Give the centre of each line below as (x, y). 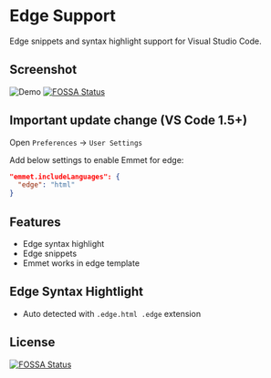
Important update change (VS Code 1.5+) (129, 121)
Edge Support (63, 16)
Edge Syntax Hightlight (77, 292)
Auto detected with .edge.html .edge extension (112, 313)
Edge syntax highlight (63, 244)
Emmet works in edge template (81, 263)
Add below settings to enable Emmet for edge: (97, 159)
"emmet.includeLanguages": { (65, 177)
